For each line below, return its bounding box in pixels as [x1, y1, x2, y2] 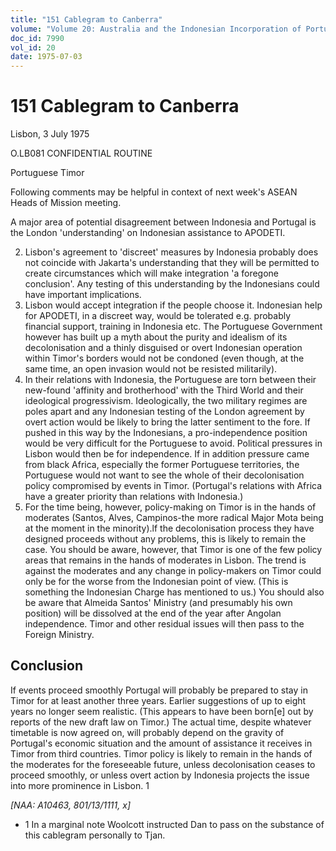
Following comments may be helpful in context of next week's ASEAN [10, 186, 298, 198]
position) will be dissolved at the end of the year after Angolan [24, 607, 282, 620]
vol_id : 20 [10, 42, 56, 53]
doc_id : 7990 [10, 33, 65, 43]
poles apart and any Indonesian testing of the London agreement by [24, 406, 305, 418]
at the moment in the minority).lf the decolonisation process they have [24, 522, 315, 535]
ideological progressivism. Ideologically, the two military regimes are [24, 395, 308, 407]
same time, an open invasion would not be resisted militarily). [24, 363, 278, 375]
